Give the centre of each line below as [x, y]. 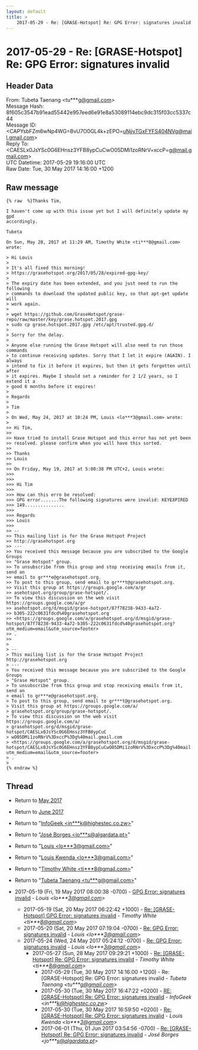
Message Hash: [25, 106]
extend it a [21, 382]
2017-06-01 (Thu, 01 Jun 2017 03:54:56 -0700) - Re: [105, 1028]
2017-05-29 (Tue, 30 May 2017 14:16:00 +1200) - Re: [105, 972]
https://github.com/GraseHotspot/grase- [75, 315]
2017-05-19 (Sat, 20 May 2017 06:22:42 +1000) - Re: [88, 909]
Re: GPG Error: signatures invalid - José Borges [121, 1034]
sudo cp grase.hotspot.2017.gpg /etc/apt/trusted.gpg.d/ [83, 325]
